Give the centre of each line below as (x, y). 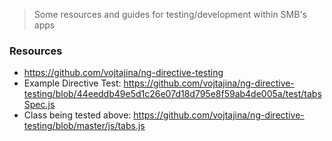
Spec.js (39, 105)
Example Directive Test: (72, 83)
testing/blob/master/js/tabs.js (84, 126)
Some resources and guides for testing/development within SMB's (170, 14)
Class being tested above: (77, 115)
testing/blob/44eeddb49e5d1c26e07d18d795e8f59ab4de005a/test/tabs (172, 94)
